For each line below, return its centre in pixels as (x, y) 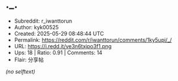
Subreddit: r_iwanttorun (43, 21)
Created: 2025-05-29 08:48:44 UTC (59, 33)
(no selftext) (21, 71)
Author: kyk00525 (36, 27)
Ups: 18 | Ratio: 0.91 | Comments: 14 (58, 52)
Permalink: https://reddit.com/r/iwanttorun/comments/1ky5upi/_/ (93, 40)
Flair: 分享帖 (29, 60)
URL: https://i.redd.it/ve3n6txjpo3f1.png (63, 46)
